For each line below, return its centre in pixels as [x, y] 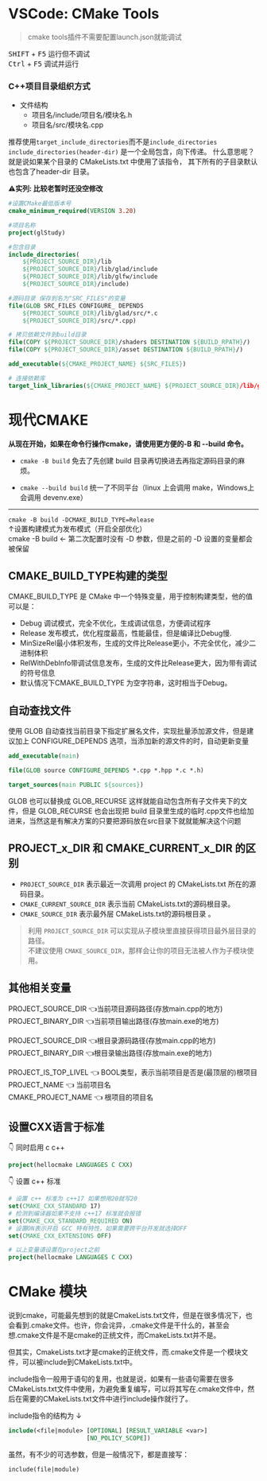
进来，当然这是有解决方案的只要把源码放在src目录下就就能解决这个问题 [125, 820]
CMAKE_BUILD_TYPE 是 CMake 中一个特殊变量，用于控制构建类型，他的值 [130, 596]
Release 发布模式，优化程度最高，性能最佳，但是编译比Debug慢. [126, 634]
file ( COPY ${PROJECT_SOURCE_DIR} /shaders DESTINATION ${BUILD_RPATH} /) [129, 343]
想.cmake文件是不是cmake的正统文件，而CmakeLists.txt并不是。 [114, 1336]
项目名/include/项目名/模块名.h [82, 115]
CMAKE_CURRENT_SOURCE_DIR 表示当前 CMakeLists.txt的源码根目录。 [127, 904]
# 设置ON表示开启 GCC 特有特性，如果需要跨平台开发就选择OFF [98, 1228]
